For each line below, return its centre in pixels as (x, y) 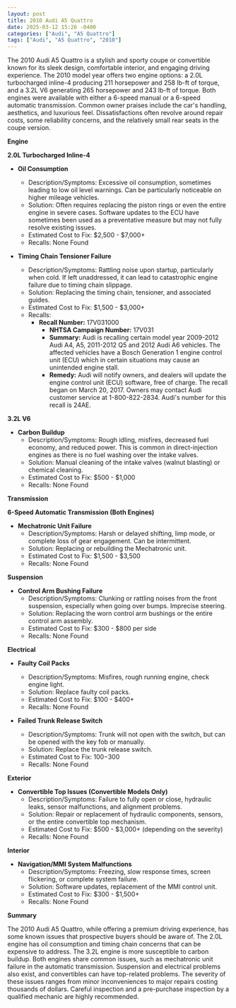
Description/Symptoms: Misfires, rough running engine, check (119, 677)
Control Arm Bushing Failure (60, 591)
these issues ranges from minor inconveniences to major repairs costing (112, 982)
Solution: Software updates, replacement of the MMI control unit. (123, 887)
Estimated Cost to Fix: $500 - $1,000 (82, 478)
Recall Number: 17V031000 (79, 323)
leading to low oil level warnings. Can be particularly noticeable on (125, 190)
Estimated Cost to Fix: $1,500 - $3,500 (84, 556)
